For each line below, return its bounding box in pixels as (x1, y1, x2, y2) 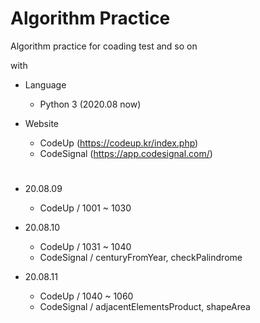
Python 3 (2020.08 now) (39, 98, 142, 110)
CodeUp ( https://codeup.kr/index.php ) (39, 137, 199, 149)
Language (24, 78, 67, 91)
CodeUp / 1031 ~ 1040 (39, 241, 132, 253)
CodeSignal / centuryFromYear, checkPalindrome (39, 252, 243, 264)
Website (24, 117, 60, 129)
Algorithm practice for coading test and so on (10, 40, 198, 52)
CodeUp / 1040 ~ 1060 (39, 290, 134, 302)
